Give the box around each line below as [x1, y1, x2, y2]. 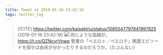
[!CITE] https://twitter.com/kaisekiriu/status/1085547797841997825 [17, 25, 156, 31]
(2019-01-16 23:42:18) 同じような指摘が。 [17, 31, 110, 37]
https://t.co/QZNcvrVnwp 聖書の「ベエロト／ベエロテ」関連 [17, 38, 141, 44]
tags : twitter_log [5, 12, 43, 17]
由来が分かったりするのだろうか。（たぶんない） [39, 44, 138, 50]
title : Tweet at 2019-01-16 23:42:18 [5, 7, 84, 12]
